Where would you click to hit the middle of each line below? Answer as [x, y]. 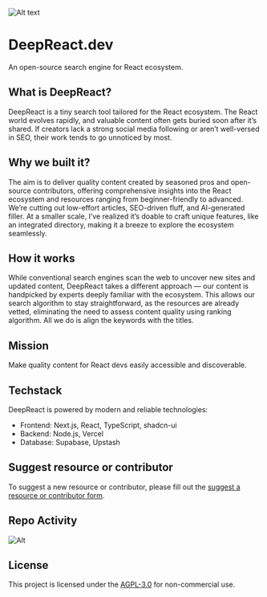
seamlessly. [28, 233]
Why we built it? [49, 163]
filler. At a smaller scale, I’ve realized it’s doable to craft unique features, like [133, 216]
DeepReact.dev [61, 45]
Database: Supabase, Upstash [70, 442]
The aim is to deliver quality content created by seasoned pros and [119, 182]
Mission [29, 346]
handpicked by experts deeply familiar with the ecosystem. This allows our [131, 295]
